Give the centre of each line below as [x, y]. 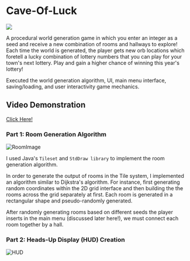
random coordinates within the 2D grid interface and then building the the [95, 188]
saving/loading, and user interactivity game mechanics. [73, 87]
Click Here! [20, 119]
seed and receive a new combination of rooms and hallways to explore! [92, 44]
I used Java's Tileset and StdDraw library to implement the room [85, 159]
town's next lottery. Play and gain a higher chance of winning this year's [93, 63]
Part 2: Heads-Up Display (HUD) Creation [66, 239]
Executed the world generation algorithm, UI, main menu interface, [86, 80]
